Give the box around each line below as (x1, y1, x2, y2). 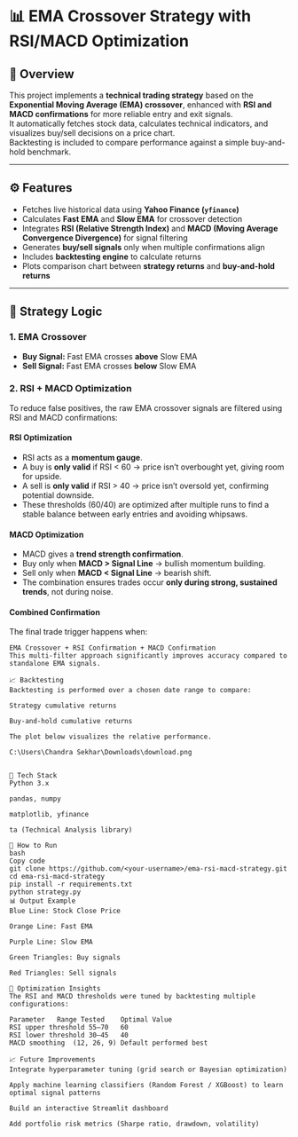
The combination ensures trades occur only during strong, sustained (21, 577, 278, 588)
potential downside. (21, 490, 95, 501)
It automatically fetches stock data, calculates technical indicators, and (9, 118, 269, 129)
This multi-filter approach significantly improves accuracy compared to (9, 651, 288, 660)
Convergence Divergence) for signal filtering (21, 232, 188, 243)
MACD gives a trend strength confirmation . (21, 549, 184, 559)
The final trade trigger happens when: (9, 627, 148, 637)
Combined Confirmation (9, 606, 100, 617)
